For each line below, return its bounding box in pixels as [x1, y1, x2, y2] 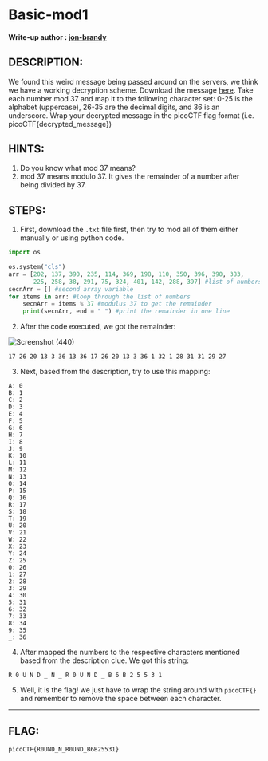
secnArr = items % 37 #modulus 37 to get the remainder [22, 300, 213, 308]
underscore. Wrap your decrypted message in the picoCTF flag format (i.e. [8, 110, 254, 120]
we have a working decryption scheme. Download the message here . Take [8, 85, 254, 95]
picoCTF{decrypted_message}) [8, 119, 112, 128]
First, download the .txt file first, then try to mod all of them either [19, 225, 238, 235]
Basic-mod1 [8, 6, 89, 24]
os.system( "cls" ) [8, 263, 66, 271]
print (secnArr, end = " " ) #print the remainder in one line [22, 307, 230, 316]
